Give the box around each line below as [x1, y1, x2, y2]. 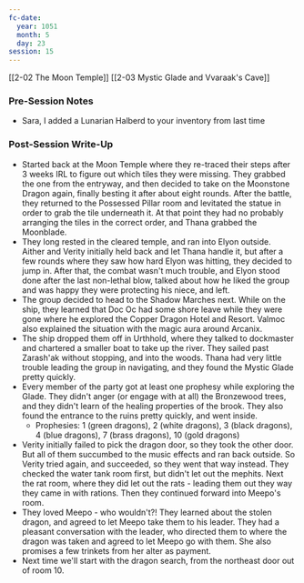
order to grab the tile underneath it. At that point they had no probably [21, 206, 284, 218]
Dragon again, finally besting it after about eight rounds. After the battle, [21, 187, 292, 198]
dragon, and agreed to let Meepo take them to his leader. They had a [21, 516, 279, 528]
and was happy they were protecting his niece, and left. [21, 284, 230, 296]
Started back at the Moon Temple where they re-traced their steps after [21, 158, 291, 169]
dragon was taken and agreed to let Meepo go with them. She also [21, 536, 272, 547]
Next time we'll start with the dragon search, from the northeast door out [21, 555, 295, 566]
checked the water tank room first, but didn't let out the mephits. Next [21, 467, 284, 478]
